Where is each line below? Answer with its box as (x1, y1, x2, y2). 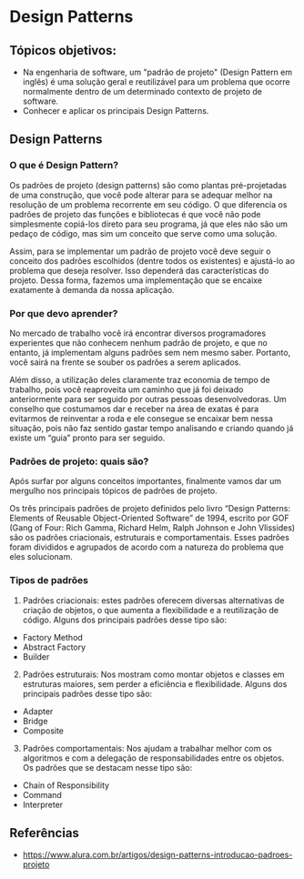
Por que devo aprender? (9, 307, 118, 319)
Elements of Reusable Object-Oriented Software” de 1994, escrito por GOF (9, 512, 289, 524)
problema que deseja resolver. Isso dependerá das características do (9, 265, 269, 276)
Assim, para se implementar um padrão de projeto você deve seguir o (9, 246, 271, 257)
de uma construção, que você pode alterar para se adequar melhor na (9, 189, 273, 200)
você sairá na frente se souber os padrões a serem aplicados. (9, 357, 241, 368)
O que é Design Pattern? (9, 159, 119, 172)
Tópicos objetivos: (9, 43, 117, 58)
